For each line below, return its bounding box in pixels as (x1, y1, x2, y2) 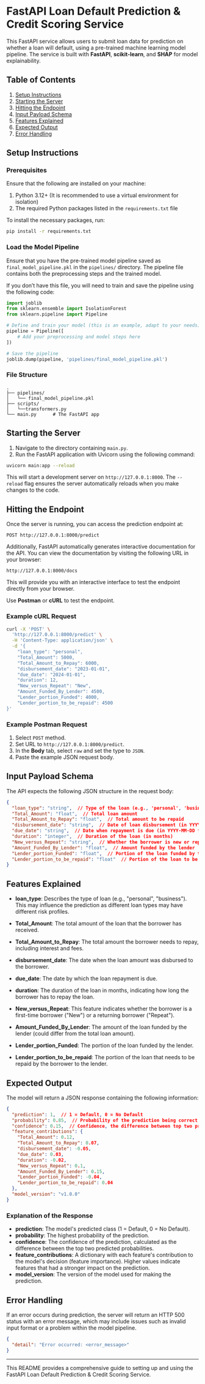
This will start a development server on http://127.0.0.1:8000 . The (6, 473, 176, 481)
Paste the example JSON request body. (15, 753, 115, 761)
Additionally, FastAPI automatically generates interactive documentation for (6, 543, 196, 550)
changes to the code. (6, 486, 60, 494)
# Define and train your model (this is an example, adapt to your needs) (6, 322, 201, 328)
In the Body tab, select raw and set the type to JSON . (15, 747, 145, 754)
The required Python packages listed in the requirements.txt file (15, 205, 178, 212)
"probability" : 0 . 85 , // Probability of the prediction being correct (12, 1117, 198, 1123)
